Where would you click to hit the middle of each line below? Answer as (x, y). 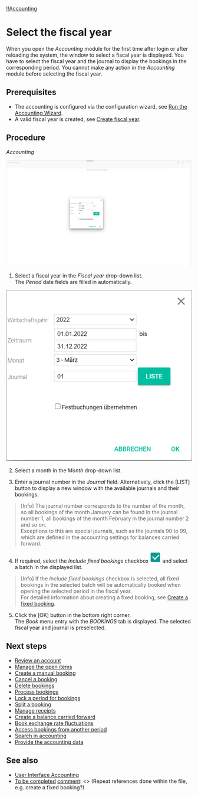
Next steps (27, 646)
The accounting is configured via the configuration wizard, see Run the (101, 106)
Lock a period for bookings (47, 698)
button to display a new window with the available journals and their (97, 488)
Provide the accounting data (49, 742)
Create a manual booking (45, 673)
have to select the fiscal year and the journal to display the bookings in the (96, 61)
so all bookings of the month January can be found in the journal (99, 512)
